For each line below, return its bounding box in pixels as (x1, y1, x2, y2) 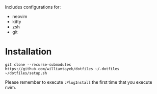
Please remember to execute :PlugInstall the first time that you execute (5, 79, 153, 85)
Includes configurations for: (5, 4, 61, 10)
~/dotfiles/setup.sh (5, 71, 48, 75)
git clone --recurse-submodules (5, 62, 71, 67)
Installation (5, 46, 52, 57)
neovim (12, 14, 27, 19)
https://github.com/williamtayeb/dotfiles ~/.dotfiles (5, 66, 120, 71)
